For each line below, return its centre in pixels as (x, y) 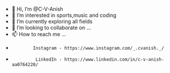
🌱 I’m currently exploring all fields (52, 21)
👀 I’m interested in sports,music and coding (64, 15)
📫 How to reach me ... (39, 34)
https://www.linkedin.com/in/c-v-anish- (114, 60)
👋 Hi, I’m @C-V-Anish (37, 9)
